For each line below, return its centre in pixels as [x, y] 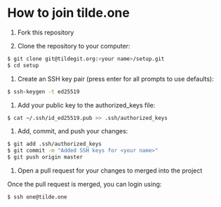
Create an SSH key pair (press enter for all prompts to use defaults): [115, 79]
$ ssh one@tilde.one [38, 197]
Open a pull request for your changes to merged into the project [110, 171]
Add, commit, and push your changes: [73, 131]
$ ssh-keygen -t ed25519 [43, 92]
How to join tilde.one [68, 13]
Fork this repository [46, 32]
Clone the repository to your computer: [74, 46]
